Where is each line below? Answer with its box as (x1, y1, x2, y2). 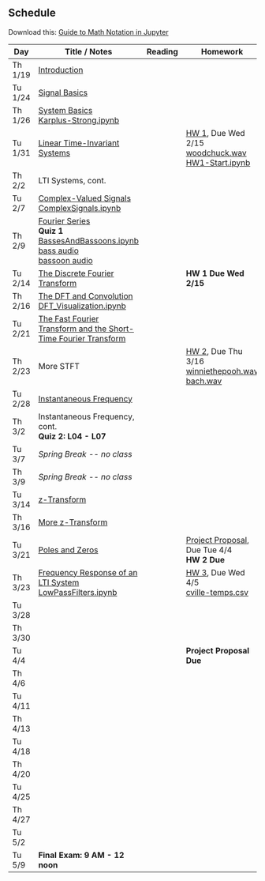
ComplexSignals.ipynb (38, 202, 121, 213)
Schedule (8, 6, 57, 20)
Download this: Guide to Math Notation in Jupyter (8, 27, 169, 36)
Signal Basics (38, 87, 88, 98)
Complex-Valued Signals (38, 193, 132, 204)
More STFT (38, 360, 80, 371)
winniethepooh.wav (185, 365, 259, 376)
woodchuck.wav (185, 147, 247, 158)
